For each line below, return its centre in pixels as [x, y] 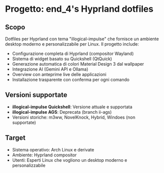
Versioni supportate [36, 95]
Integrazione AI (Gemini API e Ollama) [50, 69]
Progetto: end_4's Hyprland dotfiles [79, 9]
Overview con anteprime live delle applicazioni [59, 74]
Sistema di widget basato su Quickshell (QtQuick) [62, 59]
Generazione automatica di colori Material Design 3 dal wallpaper [78, 64]
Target [15, 138]
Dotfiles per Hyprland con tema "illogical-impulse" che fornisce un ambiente [82, 39]
